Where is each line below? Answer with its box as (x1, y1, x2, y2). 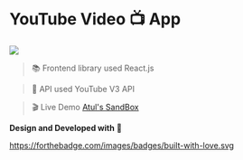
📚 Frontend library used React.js (31, 62, 154, 73)
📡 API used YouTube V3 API (31, 83, 136, 94)
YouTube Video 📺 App (9, 9, 182, 30)
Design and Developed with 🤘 (9, 122, 123, 133)
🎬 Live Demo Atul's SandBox (31, 101, 139, 112)
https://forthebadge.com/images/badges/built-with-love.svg (9, 139, 235, 151)
